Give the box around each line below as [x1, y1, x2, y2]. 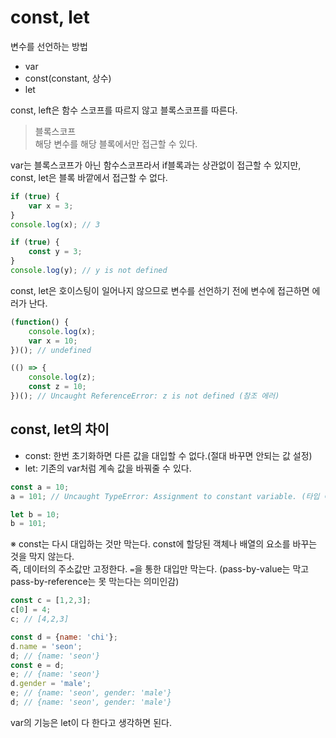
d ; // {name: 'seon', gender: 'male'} [10, 697, 172, 707]
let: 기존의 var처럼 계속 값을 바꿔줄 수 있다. [24, 462, 192, 474]
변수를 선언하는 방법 [10, 40, 88, 52]
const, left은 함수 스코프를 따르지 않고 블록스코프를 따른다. [10, 104, 238, 116]
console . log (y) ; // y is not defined [10, 266, 168, 276]
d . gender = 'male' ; [10, 679, 92, 689]
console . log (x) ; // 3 [10, 219, 101, 230]
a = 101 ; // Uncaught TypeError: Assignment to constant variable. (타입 [10, 491, 320, 501]
